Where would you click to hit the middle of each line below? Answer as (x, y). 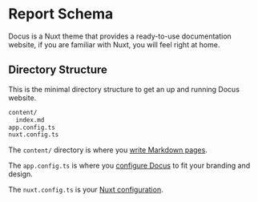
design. (21, 174)
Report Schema (61, 14)
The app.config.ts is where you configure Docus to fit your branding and (129, 166)
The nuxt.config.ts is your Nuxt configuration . (86, 190)
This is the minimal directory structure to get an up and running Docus (124, 89)
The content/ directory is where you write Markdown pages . (108, 150)
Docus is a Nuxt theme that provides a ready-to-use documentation (120, 36)
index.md (30, 120)
